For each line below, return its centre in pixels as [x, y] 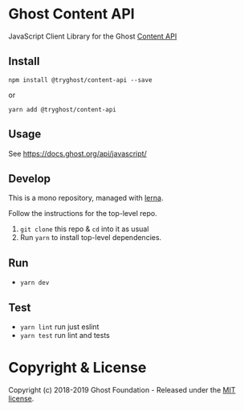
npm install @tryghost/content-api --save [80, 80]
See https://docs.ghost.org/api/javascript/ [77, 153]
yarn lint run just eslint [59, 327]
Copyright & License [77, 368]
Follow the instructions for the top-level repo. [83, 214]
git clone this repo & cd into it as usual [84, 229]
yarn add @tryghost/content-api [62, 109]
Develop [29, 179]
